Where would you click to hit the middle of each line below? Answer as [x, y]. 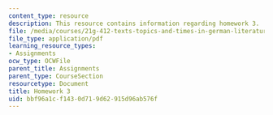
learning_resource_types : [52, 46]
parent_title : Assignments [54, 69]
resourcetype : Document [49, 83]
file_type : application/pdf [56, 38]
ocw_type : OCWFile [39, 62]
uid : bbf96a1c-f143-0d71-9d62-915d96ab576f [83, 99]
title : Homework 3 [39, 91]
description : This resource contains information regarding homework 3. [134, 23]
